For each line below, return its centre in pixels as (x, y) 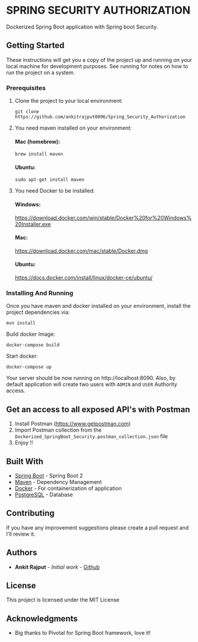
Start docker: (22, 356)
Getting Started (35, 45)
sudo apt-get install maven (49, 180)
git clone (27, 112)
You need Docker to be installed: (55, 191)
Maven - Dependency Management (58, 481)
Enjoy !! (24, 443)
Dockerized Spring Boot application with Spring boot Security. (82, 27)
